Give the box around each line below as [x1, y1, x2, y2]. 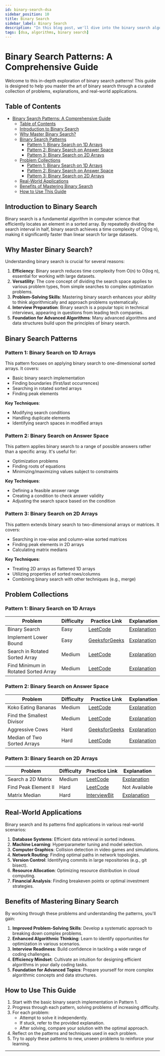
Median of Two [7, 734, 42, 741]
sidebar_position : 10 [5, 12, 50, 17]
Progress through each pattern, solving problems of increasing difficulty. [12, 1004, 160, 1010]
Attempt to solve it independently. [19, 1015, 88, 1021]
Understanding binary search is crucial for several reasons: [5, 259, 125, 264]
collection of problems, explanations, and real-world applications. [5, 88, 138, 94]
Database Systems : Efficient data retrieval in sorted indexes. [12, 836, 136, 842]
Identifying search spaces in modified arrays [12, 420, 103, 426]
